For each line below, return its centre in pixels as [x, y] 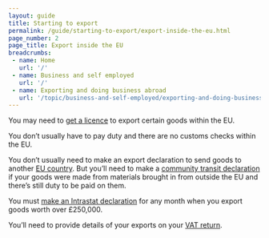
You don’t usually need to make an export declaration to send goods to [125, 160]
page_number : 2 [34, 38]
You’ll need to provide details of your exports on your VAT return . [115, 225]
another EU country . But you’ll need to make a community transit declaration [134, 168]
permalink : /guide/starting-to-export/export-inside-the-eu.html [119, 30]
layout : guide [32, 16]
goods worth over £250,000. [55, 210]
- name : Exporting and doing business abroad [89, 90]
